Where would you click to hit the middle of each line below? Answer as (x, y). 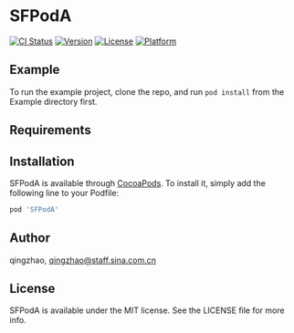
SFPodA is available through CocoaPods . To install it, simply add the (138, 182)
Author (30, 238)
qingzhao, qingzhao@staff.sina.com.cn (83, 260)
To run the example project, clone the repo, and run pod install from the (147, 91)
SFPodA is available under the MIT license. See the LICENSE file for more (147, 310)
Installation (42, 161)
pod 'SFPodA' (34, 209)
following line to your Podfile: (64, 193)
